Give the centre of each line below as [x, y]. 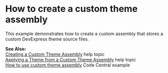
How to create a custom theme [71, 9]
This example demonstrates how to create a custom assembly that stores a [84, 33]
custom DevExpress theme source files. [47, 39]
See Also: [16, 49]
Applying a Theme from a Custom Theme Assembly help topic [71, 59]
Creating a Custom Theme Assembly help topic [55, 54]
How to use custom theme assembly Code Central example [68, 65]
